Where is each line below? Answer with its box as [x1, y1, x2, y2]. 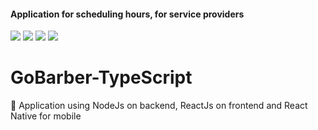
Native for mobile [10, 110, 82, 122]
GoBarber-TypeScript [10, 66, 193, 89]
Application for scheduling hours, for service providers [10, 8, 245, 20]
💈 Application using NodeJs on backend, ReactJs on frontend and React [10, 100, 308, 112]
